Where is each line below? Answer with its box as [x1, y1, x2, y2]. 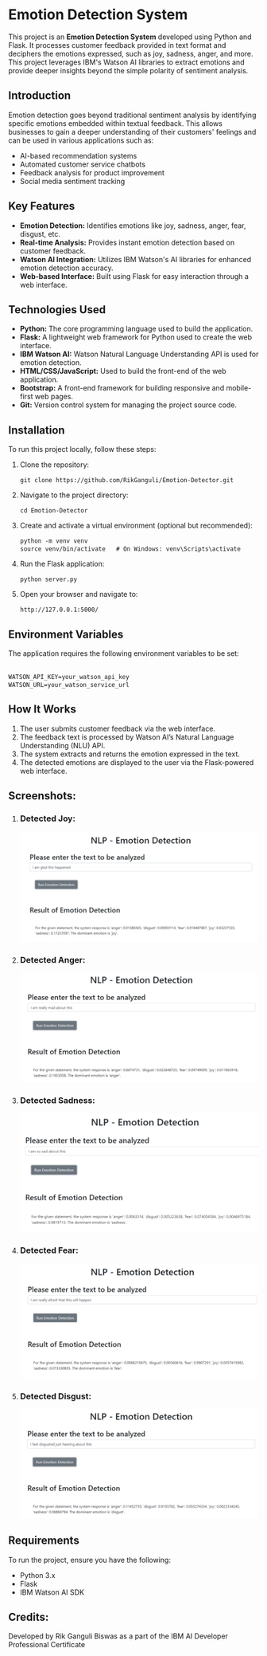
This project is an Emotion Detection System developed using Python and [8, 32, 252, 41]
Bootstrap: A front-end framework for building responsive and [19, 383, 225, 393]
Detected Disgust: [19, 1391, 91, 1402]
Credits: [8, 1611, 49, 1624]
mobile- [226, 383, 252, 393]
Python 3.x [19, 1570, 56, 1579]
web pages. [34, 392, 74, 402]
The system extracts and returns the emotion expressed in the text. [19, 749, 241, 759]
